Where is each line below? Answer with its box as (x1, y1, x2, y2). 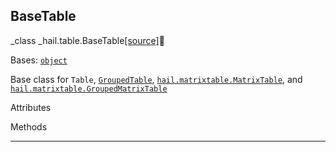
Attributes (10, 101, 52, 113)
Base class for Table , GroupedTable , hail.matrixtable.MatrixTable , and (10, 73, 303, 85)
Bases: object (10, 54, 68, 66)
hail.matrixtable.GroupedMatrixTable (10, 84, 168, 94)
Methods (10, 120, 48, 133)
